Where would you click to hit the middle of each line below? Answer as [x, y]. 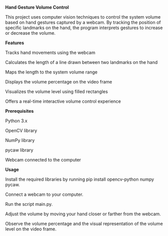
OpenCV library [21, 131]
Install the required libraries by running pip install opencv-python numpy [80, 179]
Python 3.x [16, 121]
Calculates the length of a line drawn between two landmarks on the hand [81, 62]
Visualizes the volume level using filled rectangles [57, 92]
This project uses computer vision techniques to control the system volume [83, 17]
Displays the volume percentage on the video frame [59, 82]
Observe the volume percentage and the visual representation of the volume [84, 224]
